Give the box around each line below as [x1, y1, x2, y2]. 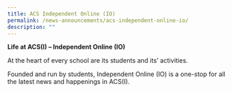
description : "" [7, 23, 55, 30]
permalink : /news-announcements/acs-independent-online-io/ [7, 17, 189, 24]
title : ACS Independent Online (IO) [7, 10, 116, 18]
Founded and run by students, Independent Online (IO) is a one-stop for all [7, 70, 226, 78]
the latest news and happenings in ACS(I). [7, 77, 130, 86]
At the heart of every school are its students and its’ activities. [7, 56, 188, 65]
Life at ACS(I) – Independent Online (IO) [7, 43, 126, 51]
